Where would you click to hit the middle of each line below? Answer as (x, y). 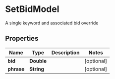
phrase (16, 69)
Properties (22, 39)
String (37, 69)
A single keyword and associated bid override (52, 23)
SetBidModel (32, 9)
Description (65, 52)
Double (38, 61)
